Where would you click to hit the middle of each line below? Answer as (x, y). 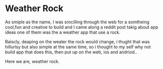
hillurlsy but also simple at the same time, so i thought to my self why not (78, 47)
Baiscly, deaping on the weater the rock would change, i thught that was (77, 41)
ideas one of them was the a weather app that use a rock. (63, 32)
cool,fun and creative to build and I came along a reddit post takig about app (82, 27)
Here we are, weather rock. (32, 61)
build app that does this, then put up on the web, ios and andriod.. (71, 52)
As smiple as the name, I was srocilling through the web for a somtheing (77, 22)
